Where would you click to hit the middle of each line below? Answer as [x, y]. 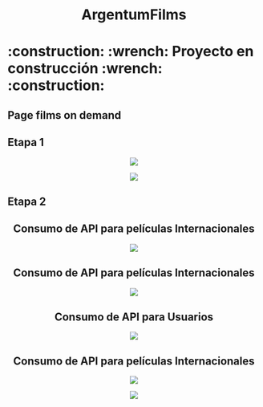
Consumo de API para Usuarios [134, 317]
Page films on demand [65, 115]
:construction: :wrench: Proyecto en [131, 52]
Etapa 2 [27, 201]
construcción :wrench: [85, 69]
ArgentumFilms [134, 15]
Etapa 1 [26, 142]
